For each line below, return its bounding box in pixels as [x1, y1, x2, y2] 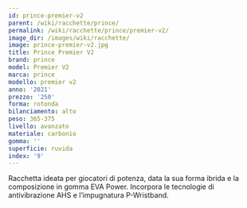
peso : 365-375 [8, 115, 56, 123]
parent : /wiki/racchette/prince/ [8, 19, 120, 27]
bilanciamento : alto [8, 108, 77, 116]
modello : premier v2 [8, 78, 77, 86]
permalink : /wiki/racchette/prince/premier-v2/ [8, 26, 170, 34]
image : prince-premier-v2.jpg [8, 41, 109, 49]
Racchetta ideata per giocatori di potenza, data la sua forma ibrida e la [8, 174, 239, 183]
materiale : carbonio [8, 129, 77, 137]
